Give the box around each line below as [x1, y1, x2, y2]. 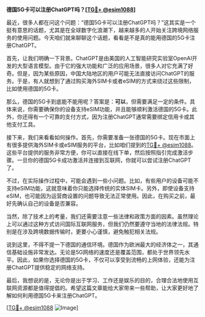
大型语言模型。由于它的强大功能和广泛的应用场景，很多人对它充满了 [16, 62, 188, 69]
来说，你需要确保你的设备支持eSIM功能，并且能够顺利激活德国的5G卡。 [11, 106, 192, 113]
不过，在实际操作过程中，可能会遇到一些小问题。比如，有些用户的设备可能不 [6, 177, 199, 184]
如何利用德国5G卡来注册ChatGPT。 [11, 292, 101, 299]
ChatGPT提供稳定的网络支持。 [11, 264, 88, 271]
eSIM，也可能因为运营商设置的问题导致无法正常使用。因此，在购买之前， [6, 192, 190, 200]
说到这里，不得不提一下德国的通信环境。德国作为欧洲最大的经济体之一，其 [6, 241, 193, 248]
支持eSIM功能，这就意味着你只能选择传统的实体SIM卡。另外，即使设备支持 [6, 185, 195, 192]
